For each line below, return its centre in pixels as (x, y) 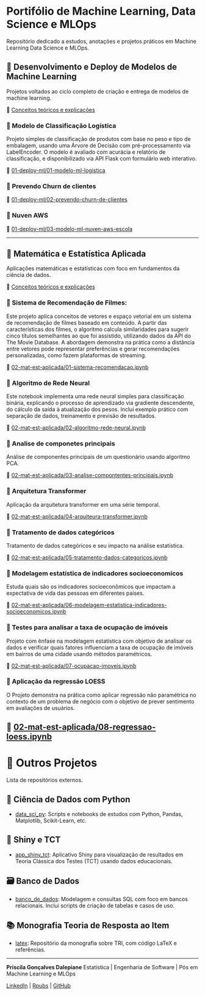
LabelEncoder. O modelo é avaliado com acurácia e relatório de (86, 152)
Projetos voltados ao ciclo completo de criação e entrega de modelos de (98, 91)
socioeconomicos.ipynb (36, 611)
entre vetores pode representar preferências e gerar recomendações (93, 349)
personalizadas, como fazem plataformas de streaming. (76, 355)
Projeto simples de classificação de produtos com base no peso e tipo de (99, 139)
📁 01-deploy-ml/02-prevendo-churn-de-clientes (67, 200)
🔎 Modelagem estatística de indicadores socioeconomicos (95, 573)
